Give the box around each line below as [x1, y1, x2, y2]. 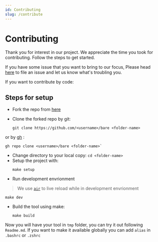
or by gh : [5, 134, 25, 140]
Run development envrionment [12, 176, 75, 182]
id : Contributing [5, 7, 41, 12]
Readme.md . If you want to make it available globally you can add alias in [5, 227, 151, 233]
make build [12, 213, 35, 218]
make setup [12, 167, 35, 172]
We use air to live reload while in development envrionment [17, 186, 139, 192]
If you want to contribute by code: [5, 79, 74, 85]
